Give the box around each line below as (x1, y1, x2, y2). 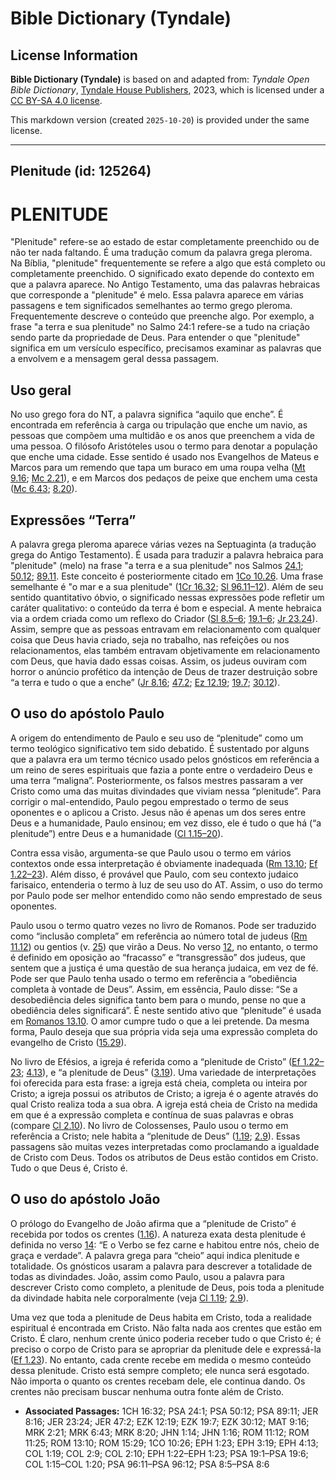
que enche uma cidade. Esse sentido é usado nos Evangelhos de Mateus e (10, 451, 320, 463)
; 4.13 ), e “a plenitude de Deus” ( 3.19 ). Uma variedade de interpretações (21, 1066, 317, 1078)
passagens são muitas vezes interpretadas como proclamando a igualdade (10, 1140, 320, 1152)
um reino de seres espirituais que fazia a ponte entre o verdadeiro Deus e (10, 763, 313, 776)
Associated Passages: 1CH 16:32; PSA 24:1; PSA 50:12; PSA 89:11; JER (24, 1405, 319, 1417)
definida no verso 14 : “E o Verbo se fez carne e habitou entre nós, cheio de (10, 1238, 320, 1251)
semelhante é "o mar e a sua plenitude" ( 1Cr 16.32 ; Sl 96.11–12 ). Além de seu (10, 580, 324, 592)
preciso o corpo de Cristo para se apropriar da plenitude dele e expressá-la (10, 1343, 322, 1355)
